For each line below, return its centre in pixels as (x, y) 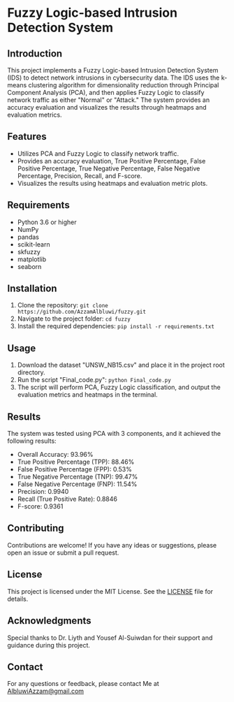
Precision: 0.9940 (43, 492)
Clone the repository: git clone (63, 305)
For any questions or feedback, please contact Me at (83, 684)
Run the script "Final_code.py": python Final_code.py (94, 380)
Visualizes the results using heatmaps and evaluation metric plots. (112, 183)
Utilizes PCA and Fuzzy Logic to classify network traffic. (98, 153)
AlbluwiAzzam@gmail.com (46, 691)
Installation (32, 289)
